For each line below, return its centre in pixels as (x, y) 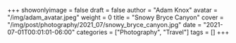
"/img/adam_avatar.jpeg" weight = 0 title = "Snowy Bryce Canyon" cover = (116, 17)
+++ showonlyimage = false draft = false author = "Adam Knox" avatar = (113, 10)
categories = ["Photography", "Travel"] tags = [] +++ (153, 32)
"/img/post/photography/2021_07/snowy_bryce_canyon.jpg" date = (105, 25)
